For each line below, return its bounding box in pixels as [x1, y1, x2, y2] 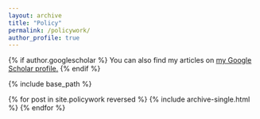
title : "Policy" [8, 19, 62, 27]
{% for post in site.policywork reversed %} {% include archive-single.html [8, 94, 250, 104]
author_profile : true [8, 33, 80, 42]
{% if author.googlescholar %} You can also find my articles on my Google [8, 56, 252, 65]
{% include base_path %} [8, 79, 92, 89]
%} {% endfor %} [8, 103, 66, 113]
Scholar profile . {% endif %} [8, 64, 101, 74]
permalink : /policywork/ [8, 26, 91, 34]
